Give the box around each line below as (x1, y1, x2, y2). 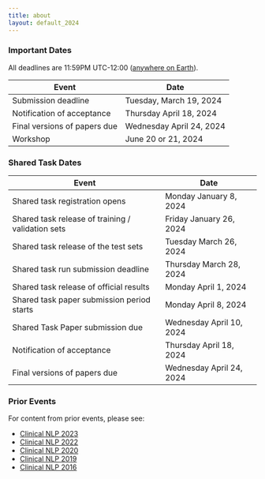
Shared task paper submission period (12, 294, 151, 305)
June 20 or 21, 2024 (125, 133, 203, 144)
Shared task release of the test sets (12, 241, 144, 253)
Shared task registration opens (12, 196, 126, 207)
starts (12, 305, 34, 316)
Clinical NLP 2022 (19, 437, 79, 447)
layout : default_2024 (8, 19, 80, 27)
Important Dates (8, 45, 73, 56)
